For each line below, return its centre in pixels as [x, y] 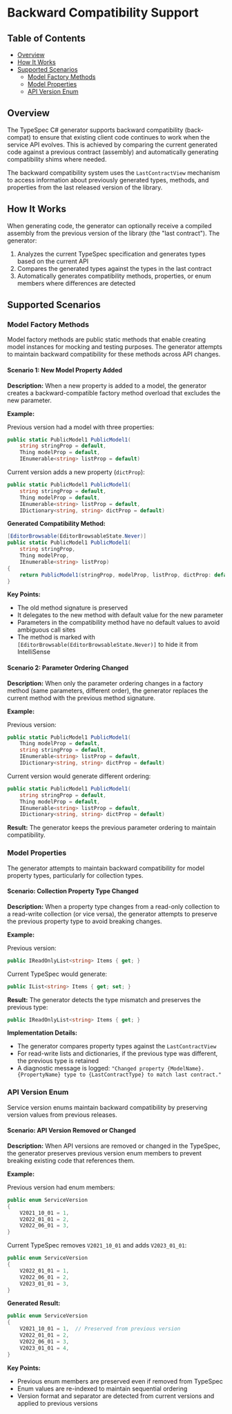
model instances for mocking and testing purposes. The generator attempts [115, 347]
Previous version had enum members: [61, 1187]
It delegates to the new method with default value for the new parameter [120, 615]
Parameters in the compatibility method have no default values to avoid [118, 623]
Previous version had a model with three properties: [81, 427]
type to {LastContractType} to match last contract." [143, 1075]
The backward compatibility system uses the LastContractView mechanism [114, 172]
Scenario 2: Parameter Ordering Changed [68, 668]
